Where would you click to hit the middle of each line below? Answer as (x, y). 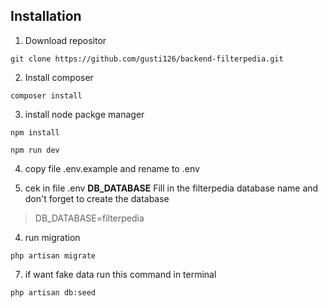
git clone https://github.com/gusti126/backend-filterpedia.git (147, 59)
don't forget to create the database (97, 198)
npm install (35, 132)
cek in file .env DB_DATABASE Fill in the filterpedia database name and (171, 188)
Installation (46, 16)
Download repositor (65, 40)
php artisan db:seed (53, 292)
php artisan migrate (53, 255)
